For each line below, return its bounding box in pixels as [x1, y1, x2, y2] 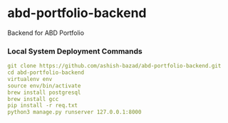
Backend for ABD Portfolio [7, 28, 84, 37]
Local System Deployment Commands [7, 46, 142, 56]
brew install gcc [7, 95, 59, 102]
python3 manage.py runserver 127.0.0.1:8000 [7, 109, 142, 116]
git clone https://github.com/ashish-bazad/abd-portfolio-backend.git [7, 63, 222, 70]
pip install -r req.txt [7, 102, 78, 109]
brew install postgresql [7, 89, 81, 96]
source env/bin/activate [7, 82, 81, 90]
